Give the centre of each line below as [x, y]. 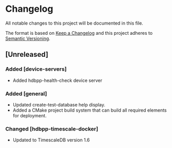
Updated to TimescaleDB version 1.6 [51, 140]
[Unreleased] [27, 55]
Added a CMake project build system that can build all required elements [90, 110]
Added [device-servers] [36, 69]
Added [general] [26, 94]
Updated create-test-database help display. [59, 104]
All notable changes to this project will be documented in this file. [74, 23]
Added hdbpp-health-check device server [58, 80]
